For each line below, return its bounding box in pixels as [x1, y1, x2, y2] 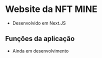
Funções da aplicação [5, 34, 75, 43]
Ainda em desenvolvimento [12, 47, 69, 53]
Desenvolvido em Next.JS [12, 20, 66, 26]
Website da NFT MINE [5, 3, 97, 15]
